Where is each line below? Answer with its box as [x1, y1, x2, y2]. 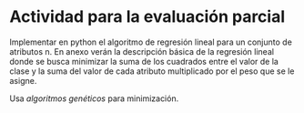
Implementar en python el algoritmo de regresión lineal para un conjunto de [9, 36, 293, 47]
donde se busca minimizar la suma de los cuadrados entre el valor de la [9, 56, 279, 67]
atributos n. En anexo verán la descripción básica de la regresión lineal [9, 46, 275, 56]
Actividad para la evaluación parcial [9, 6, 286, 27]
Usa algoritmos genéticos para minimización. [9, 93, 179, 104]
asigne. [9, 75, 37, 86]
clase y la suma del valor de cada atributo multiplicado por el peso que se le [9, 66, 295, 77]
